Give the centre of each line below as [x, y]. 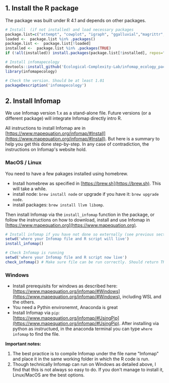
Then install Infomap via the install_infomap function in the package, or [80, 214]
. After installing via [139, 324]
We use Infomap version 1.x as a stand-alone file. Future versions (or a [78, 113]
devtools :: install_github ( [33, 67]
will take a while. [29, 189]
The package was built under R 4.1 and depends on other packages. [76, 20]
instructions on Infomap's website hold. [46, 149]
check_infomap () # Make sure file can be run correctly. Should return [82, 262]
